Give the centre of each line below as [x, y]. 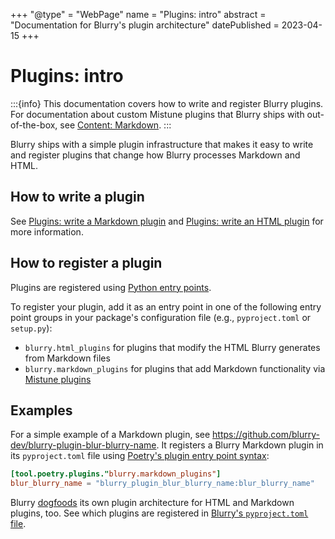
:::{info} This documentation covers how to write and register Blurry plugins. [167, 103]
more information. [47, 231]
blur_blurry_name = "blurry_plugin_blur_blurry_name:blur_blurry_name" [162, 484]
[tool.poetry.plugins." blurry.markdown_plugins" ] [116, 474]
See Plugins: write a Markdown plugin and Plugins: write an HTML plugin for [167, 221]
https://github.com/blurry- [266, 435]
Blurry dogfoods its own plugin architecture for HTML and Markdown [152, 503]
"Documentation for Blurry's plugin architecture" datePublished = [145, 25]
